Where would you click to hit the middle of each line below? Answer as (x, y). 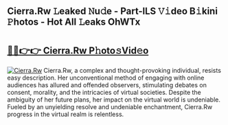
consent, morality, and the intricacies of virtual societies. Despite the (104, 92)
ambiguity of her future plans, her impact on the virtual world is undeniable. (114, 100)
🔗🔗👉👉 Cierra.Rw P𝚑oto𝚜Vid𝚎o (78, 50)
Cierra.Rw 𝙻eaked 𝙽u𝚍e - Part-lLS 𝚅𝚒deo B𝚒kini (113, 11)
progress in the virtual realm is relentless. (66, 114)
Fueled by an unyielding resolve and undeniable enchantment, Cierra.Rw (110, 107)
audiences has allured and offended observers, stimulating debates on (107, 85)
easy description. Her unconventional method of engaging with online (106, 78)
